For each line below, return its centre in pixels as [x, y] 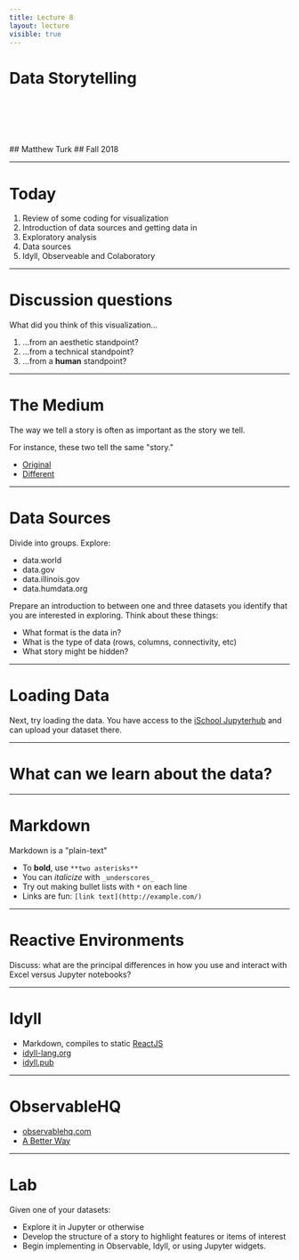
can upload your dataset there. [66, 730]
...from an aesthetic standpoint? [81, 343]
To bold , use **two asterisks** [80, 868]
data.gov [38, 569]
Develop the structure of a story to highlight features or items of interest [154, 1236]
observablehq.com [57, 1131]
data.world [42, 561]
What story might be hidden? [75, 651]
